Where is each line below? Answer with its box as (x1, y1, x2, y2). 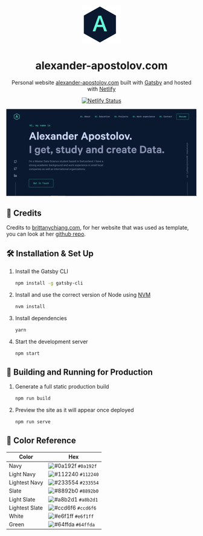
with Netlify (87, 85, 116, 92)
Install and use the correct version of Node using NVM (14, 291, 151, 298)
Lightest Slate (8, 504, 43, 511)
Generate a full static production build (14, 383, 109, 390)
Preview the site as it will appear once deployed (14, 407, 134, 414)
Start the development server (14, 338, 89, 345)
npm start (14, 350, 40, 357)
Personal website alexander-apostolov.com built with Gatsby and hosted (11, 79, 192, 86)
